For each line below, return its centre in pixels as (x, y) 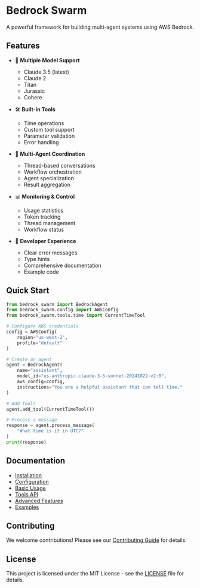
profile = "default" (40, 343)
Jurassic (34, 91)
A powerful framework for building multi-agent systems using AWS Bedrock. (100, 27)
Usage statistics (44, 210)
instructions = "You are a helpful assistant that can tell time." (100, 387)
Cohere (33, 97)
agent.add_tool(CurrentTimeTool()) (50, 409)
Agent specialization (49, 178)
